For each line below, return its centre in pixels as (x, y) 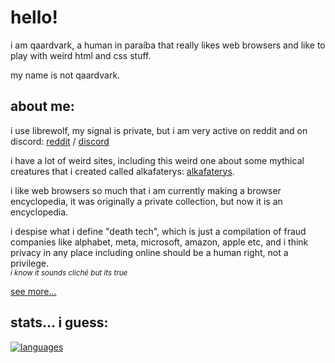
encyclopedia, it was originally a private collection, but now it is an (146, 201)
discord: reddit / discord (60, 141)
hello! (34, 17)
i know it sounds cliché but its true (69, 272)
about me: (42, 106)
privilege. (29, 263)
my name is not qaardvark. (65, 75)
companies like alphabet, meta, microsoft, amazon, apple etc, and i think (159, 242)
